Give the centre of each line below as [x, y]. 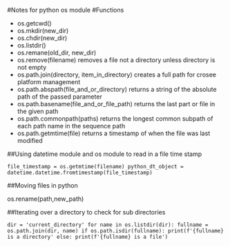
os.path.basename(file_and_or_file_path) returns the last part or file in [116, 104]
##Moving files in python [42, 185]
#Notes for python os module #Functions [66, 10]
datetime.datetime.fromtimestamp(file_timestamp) [80, 172]
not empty [32, 67]
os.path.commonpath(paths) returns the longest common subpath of [115, 119]
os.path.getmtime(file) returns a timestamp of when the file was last [114, 133]
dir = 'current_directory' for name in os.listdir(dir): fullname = [108, 225]
